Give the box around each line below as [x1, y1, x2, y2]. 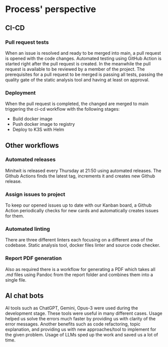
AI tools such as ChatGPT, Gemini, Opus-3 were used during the [5, 305, 138, 311]
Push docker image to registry [12, 121, 75, 127]
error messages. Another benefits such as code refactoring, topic [5, 321, 140, 327]
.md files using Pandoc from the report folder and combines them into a [5, 272, 153, 278]
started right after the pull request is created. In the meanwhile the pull [5, 60, 151, 66]
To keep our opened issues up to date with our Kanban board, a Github [5, 202, 152, 208]
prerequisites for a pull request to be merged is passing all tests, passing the [5, 71, 163, 77]
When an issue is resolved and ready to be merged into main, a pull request [5, 50, 161, 56]
